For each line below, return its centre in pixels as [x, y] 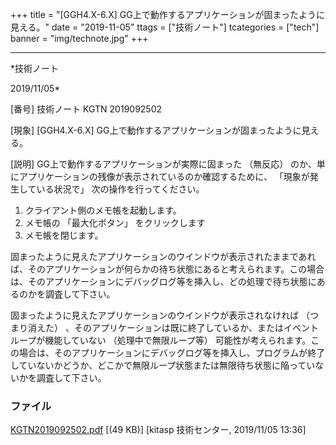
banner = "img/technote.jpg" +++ [79, 38]
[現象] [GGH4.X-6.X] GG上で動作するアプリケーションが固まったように [156, 130]
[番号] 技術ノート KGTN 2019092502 [86, 109]
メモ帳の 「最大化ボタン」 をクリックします [115, 222]
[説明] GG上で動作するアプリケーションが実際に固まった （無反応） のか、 [163, 164]
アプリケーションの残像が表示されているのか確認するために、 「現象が [164, 176]
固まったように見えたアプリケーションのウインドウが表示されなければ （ [160, 315]
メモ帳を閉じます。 [64, 235]
